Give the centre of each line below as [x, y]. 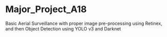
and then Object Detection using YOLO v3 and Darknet [63, 28]
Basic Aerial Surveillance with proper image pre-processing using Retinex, [84, 23]
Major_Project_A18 [46, 9]
